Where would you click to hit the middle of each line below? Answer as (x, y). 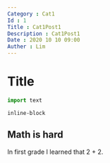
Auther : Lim (26, 47)
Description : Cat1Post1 (44, 34)
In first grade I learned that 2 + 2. (55, 152)
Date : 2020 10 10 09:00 (44, 40)
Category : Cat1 (31, 14)
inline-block (26, 113)
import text (25, 100)
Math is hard (35, 135)
